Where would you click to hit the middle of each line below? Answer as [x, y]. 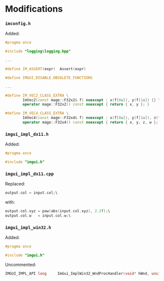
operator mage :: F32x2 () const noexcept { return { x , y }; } [86, 104]
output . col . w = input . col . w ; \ [38, 216]
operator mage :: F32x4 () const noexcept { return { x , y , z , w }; [91, 122]
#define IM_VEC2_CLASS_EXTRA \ [37, 95]
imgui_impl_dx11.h [27, 134]
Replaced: [15, 184]
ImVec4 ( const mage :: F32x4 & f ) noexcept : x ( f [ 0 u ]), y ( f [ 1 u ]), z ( [91, 118]
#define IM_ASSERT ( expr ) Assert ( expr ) [46, 69]
